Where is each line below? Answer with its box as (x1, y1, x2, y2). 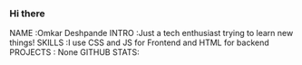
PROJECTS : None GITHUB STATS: (9, 47, 140, 58)
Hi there (9, 7, 45, 20)
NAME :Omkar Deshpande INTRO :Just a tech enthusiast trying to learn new (9, 28, 294, 39)
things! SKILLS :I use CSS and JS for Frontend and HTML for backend (9, 37, 269, 48)
